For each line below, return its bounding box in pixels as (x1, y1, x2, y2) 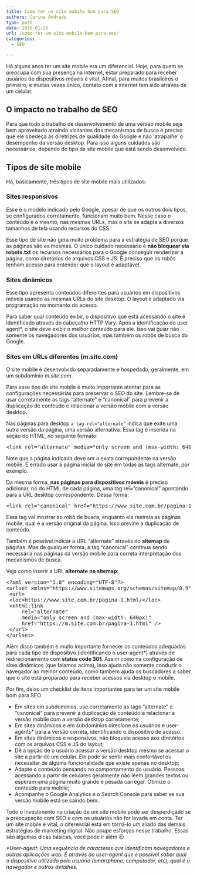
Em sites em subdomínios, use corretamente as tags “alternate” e (14, 703, 173, 710)
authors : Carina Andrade (6, 14, 67, 20)
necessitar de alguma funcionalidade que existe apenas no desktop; (14, 760, 180, 767)
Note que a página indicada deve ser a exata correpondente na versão (6, 455, 176, 462)
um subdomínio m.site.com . (6, 372, 73, 379)
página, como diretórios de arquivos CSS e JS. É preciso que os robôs (6, 255, 176, 262)
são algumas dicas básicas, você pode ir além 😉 (6, 833, 124, 841)
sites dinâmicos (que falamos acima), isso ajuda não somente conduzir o (6, 662, 182, 669)
